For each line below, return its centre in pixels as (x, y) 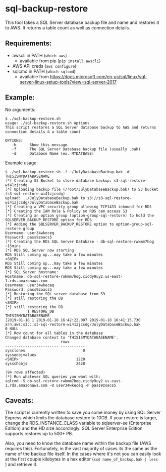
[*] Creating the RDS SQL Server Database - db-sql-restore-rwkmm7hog (80, 241)
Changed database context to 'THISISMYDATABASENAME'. (62, 337)
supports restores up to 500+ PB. (39, 434)
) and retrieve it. (21, 465)
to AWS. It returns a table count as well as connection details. (68, 27)
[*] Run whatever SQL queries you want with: (53, 376)
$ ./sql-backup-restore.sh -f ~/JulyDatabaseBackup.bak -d (67, 172)
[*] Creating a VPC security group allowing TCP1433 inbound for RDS (79, 207)
